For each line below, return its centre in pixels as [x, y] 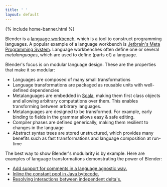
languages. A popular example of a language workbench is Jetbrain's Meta [83, 44]
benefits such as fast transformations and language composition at [82, 138]
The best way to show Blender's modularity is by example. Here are [75, 153]
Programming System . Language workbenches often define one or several [82, 49]
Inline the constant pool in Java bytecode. [56, 173]
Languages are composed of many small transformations [71, 79]
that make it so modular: [30, 70]
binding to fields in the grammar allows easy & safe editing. [73, 117]
